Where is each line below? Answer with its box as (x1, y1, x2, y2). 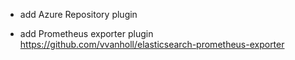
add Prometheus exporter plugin (19, 28, 154, 39)
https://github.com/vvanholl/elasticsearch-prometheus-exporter (19, 39, 285, 50)
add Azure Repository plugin (19, 9, 138, 20)
